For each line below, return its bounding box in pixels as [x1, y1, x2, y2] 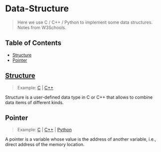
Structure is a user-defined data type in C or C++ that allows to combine [5, 94, 153, 100]
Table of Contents [5, 39, 62, 47]
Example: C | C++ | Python [17, 127, 72, 133]
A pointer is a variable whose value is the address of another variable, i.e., [5, 136, 156, 142]
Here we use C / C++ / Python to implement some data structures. [17, 19, 153, 25]
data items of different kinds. [5, 99, 64, 105]
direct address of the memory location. [5, 142, 85, 148]
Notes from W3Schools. [17, 24, 66, 30]
